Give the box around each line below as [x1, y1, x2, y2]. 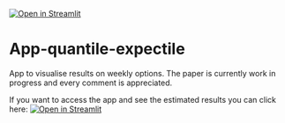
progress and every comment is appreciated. [9, 77, 173, 88]
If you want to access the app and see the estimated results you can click [9, 94, 276, 105]
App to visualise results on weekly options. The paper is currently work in [9, 68, 276, 78]
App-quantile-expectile [9, 40, 185, 59]
